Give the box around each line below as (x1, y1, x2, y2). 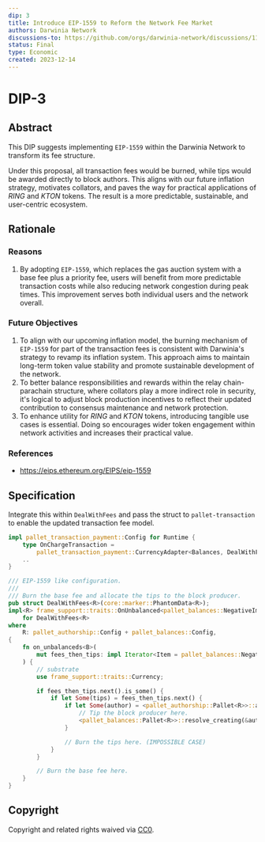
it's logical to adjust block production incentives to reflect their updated (19, 394, 252, 404)
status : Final (8, 41, 55, 49)
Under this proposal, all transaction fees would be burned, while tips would (8, 165, 252, 175)
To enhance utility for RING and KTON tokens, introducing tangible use (19, 411, 250, 420)
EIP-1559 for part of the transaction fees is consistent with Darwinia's (19, 343, 244, 353)
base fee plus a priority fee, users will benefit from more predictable (19, 272, 241, 282)
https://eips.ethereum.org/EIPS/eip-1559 (19, 466, 151, 476)
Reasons (8, 246, 43, 257)
